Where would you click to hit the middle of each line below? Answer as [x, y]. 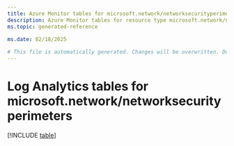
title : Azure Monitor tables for [56, 14]
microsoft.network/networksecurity [114, 101]
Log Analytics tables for [78, 87]
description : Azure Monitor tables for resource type [87, 20]
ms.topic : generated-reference [53, 26]
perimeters [40, 116]
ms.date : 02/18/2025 [37, 40]
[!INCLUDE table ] [32, 135]
